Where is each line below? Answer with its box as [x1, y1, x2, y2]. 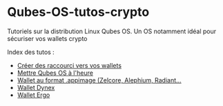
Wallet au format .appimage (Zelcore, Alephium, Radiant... [17, 76, 182, 84]
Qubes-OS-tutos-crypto [7, 4, 150, 20]
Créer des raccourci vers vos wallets [17, 61, 122, 69]
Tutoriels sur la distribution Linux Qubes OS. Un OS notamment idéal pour [7, 27, 217, 35]
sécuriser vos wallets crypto [7, 34, 88, 42]
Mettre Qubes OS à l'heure [17, 69, 93, 77]
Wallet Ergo [17, 91, 50, 99]
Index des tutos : [7, 48, 55, 56]
